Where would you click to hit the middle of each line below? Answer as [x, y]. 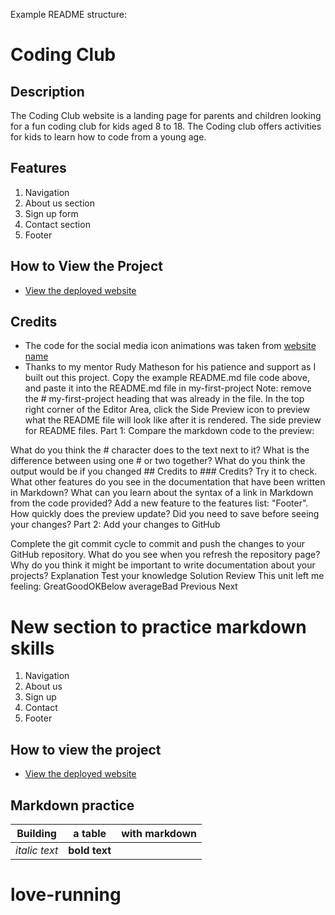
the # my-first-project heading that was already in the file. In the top [164, 399]
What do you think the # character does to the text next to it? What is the [160, 450]
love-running [66, 895]
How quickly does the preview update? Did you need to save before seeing [165, 514]
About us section [60, 203]
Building [36, 833]
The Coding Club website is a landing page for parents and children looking [166, 115]
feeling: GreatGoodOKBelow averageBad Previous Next [124, 586]
